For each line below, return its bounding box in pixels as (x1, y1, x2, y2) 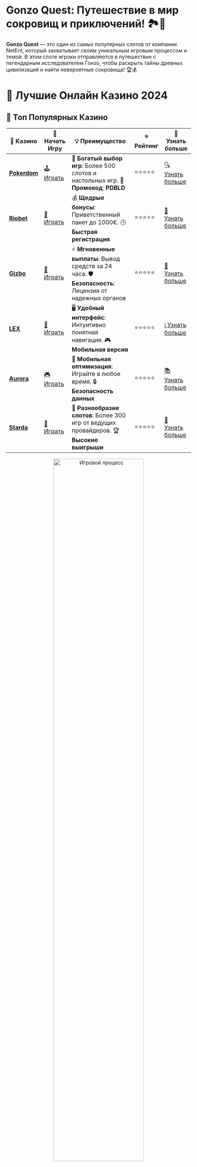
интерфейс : (71, 313, 106, 321)
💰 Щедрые (71, 194, 104, 202)
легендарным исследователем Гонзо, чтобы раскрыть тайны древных (6, 59, 183, 66)
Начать (44, 136, 66, 145)
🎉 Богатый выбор (71, 154, 123, 162)
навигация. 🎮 (71, 336, 111, 344)
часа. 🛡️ (71, 269, 94, 278)
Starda (9, 424, 28, 432)
